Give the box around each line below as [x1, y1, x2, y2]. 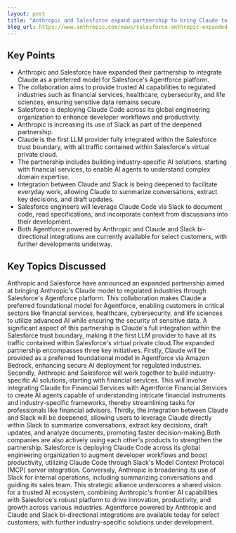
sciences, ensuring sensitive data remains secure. [17, 98, 163, 106]
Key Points [7, 49, 55, 61]
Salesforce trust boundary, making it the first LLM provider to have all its [7, 331, 216, 340]
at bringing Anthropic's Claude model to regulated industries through [7, 286, 206, 295]
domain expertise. [17, 173, 70, 181]
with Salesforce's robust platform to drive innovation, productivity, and [7, 496, 211, 503]
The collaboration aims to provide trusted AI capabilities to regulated [17, 83, 216, 91]
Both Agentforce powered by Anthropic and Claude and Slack [17, 225, 197, 233]
